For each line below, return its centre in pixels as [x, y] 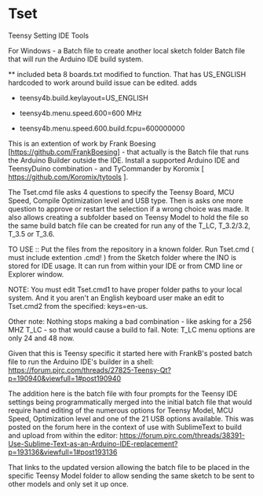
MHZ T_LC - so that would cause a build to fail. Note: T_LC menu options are [131, 329]
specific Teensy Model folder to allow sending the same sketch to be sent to [131, 476]
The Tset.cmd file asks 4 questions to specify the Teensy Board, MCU [121, 192]
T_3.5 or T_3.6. [31, 233]
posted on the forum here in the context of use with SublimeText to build [125, 427]
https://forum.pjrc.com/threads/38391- [183, 435]
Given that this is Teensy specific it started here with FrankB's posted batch [130, 353]
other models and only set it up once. [68, 483]
